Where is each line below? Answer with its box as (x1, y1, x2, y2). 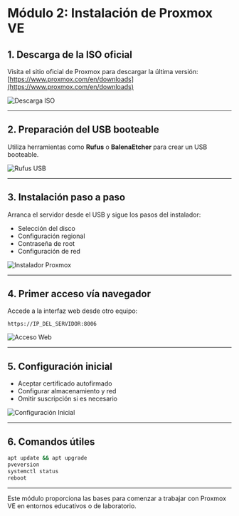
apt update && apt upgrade (7, 455, 87, 462)
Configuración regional (17, 232, 85, 240)
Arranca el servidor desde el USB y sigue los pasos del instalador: (7, 210, 201, 219)
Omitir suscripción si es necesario (17, 394, 117, 403)
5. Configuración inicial (7, 360, 112, 372)
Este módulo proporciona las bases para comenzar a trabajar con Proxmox (7, 494, 226, 502)
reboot (7, 474, 27, 482)
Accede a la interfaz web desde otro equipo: (7, 306, 138, 315)
